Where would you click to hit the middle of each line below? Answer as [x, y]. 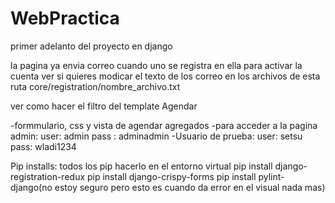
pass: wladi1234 [43, 146]
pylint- [271, 176]
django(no [31, 187]
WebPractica [65, 18]
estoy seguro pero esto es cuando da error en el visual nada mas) [190, 187]
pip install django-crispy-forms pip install [171, 176]
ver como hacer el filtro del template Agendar [104, 106]
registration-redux [48, 176]
